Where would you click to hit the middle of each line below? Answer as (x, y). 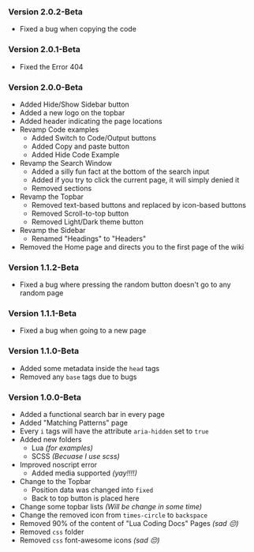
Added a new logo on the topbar (72, 112)
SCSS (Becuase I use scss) (75, 456)
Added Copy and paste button (80, 146)
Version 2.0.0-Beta (45, 87)
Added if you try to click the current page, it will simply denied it (135, 179)
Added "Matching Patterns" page (74, 423)
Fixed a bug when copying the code (78, 29)
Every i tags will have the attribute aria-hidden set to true (114, 431)
